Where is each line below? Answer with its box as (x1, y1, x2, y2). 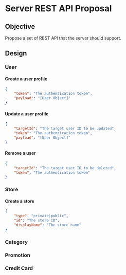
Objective (5, 22, 36, 31)
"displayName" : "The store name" (14, 222, 82, 228)
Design (5, 49, 27, 57)
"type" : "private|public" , (14, 214, 69, 219)
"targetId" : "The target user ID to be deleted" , (14, 165, 117, 170)
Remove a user (5, 150, 36, 156)
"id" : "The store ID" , (14, 218, 60, 223)
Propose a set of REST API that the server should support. (5, 35, 122, 41)
